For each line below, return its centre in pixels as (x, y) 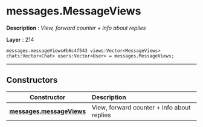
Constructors (32, 80)
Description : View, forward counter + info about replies (76, 28)
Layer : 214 (20, 39)
